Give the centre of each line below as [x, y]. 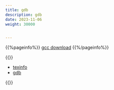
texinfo [20, 67]
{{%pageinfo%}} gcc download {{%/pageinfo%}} [57, 48]
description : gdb [24, 15]
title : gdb [17, 10]
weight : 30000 [20, 24]
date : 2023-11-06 [24, 19]
